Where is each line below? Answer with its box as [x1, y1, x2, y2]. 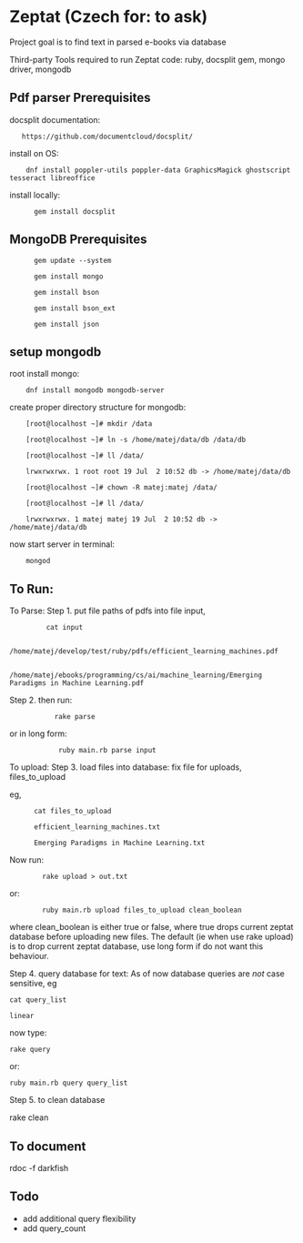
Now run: [9, 854, 44, 865]
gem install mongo [33, 271, 104, 281]
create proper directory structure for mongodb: [9, 402, 187, 413]
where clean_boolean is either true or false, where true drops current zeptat [9, 922, 294, 933]
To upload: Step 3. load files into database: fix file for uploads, [9, 762, 243, 773]
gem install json [33, 319, 100, 328]
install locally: [9, 189, 61, 200]
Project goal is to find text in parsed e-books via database [9, 36, 227, 47]
